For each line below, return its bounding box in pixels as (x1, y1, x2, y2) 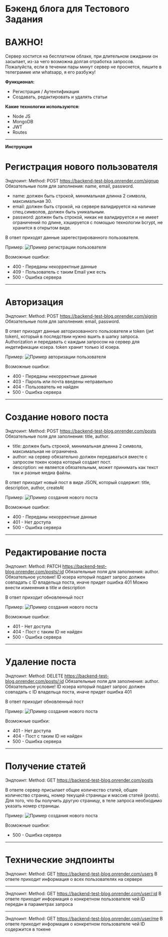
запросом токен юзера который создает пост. (12, 459, 111, 465)
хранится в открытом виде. (12, 225, 71, 231)
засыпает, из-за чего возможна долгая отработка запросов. (5, 59, 134, 65)
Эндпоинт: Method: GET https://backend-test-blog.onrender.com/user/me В (5, 915, 163, 921)
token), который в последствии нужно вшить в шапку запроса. (5, 334, 139, 339)
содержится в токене (5, 926, 51, 932)
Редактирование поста (5, 547, 106, 558)
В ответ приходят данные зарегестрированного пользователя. (5, 235, 139, 241)
